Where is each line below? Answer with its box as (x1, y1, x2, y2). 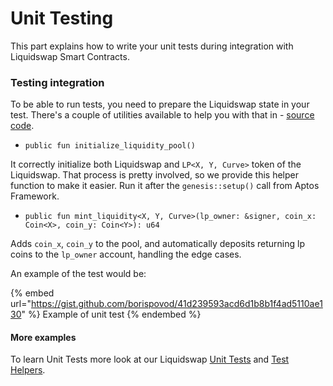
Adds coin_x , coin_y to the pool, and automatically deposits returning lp (10, 238, 306, 250)
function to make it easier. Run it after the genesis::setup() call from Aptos (10, 180, 320, 192)
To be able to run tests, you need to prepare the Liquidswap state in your (10, 98, 310, 111)
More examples (10, 331, 77, 343)
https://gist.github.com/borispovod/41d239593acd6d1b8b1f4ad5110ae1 (30, 298, 323, 310)
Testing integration (10, 75, 105, 89)
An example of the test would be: (10, 268, 147, 280)
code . (10, 120, 35, 132)
